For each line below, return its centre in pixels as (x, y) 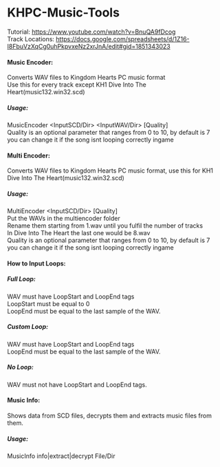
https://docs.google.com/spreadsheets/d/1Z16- (123, 39)
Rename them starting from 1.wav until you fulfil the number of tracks (105, 226)
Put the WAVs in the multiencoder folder (64, 219)
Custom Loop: (28, 327)
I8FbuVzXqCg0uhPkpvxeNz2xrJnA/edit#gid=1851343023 (89, 46)
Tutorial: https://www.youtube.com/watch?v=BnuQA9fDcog (91, 32)
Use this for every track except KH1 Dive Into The (77, 85)
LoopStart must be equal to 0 (48, 303)
